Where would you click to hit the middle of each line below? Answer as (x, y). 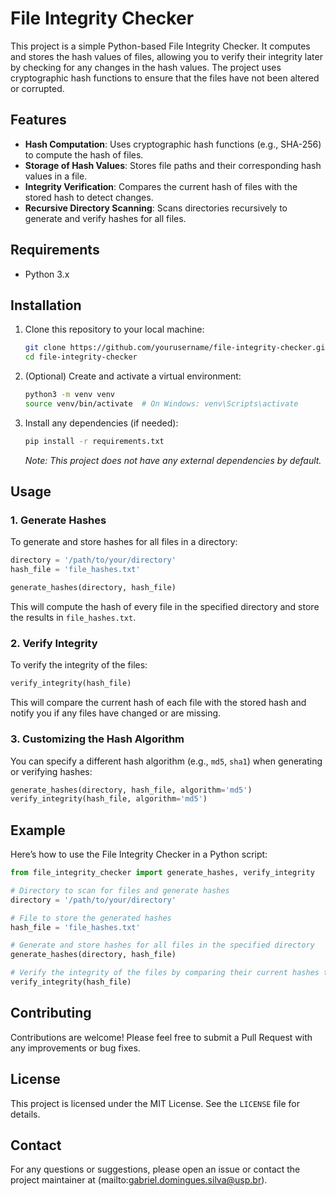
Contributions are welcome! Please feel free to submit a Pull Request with (161, 1037)
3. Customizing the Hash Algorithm (97, 739)
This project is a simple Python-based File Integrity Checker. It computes (160, 46)
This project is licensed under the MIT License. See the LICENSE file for (155, 1103)
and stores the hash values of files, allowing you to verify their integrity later (166, 56)
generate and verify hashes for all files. (105, 218)
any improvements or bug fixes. (75, 1048)
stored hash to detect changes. (89, 197)
